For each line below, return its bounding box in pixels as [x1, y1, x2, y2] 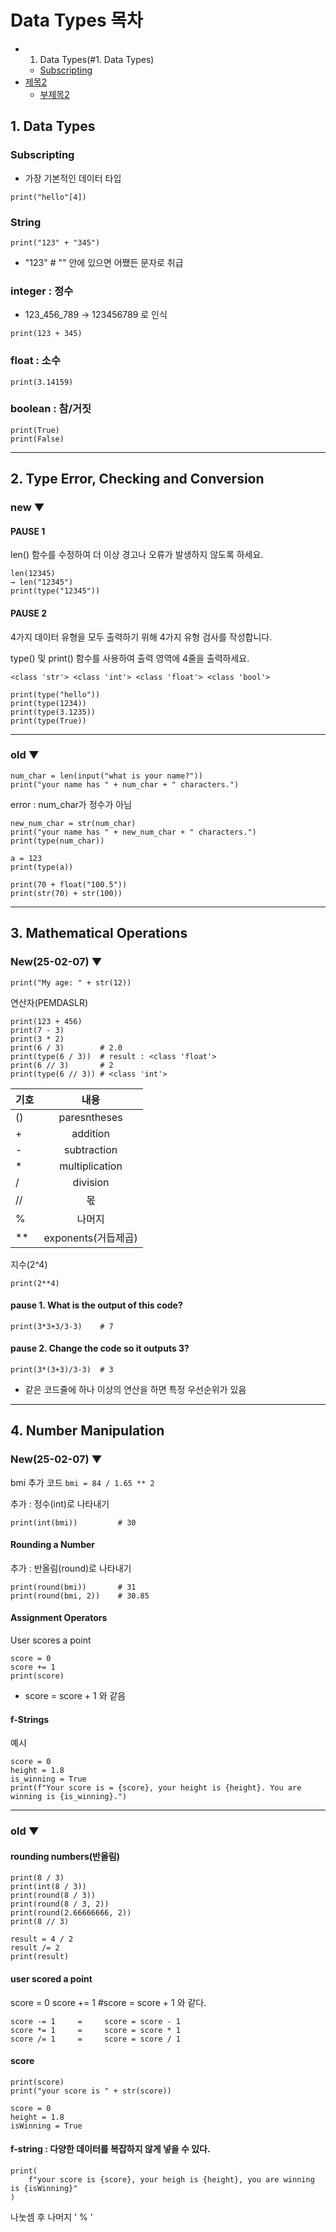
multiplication [59, 1159, 123, 1173]
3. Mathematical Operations [10, 925, 188, 942]
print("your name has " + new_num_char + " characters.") [10, 827, 257, 837]
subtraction [63, 1142, 118, 1156]
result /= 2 [10, 1943, 60, 1953]
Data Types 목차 [10, 9, 143, 32]
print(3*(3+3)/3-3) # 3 [10, 1364, 114, 1375]
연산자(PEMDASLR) [10, 996, 89, 1008]
